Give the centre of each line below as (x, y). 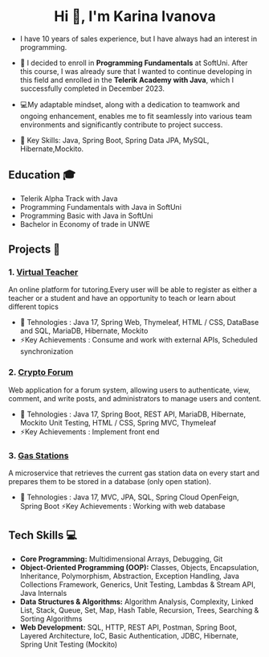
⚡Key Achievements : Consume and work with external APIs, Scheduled (139, 340)
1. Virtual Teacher (43, 273)
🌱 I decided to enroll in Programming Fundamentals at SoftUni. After (134, 63)
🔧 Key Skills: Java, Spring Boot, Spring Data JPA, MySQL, (114, 140)
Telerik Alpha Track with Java (69, 198)
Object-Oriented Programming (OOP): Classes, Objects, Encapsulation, (139, 567)
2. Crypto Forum (41, 372)
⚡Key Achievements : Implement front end (90, 431)
